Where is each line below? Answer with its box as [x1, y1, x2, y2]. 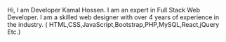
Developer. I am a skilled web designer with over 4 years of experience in [7, 13, 220, 21]
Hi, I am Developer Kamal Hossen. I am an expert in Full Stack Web [7, 6, 201, 14]
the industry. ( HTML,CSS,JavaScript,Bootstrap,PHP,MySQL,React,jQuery [7, 21, 220, 28]
